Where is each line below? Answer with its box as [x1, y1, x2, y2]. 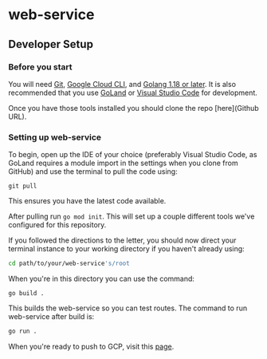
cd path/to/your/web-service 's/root [8, 259, 130, 268]
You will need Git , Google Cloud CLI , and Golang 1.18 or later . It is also [8, 79, 237, 89]
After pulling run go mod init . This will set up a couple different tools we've [8, 211, 255, 221]
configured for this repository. [8, 220, 107, 230]
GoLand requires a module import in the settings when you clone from [8, 158, 238, 168]
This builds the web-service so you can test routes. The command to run [8, 303, 248, 313]
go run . [8, 327, 37, 336]
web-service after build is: [8, 312, 95, 322]
